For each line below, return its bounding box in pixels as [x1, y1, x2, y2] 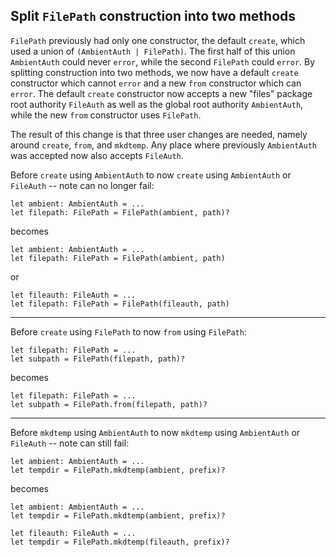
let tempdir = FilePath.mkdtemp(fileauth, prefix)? [10, 537, 230, 547]
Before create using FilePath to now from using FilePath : [10, 325, 247, 338]
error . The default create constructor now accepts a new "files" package [10, 87, 313, 99]
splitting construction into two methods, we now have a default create [10, 66, 299, 78]
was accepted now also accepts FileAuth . [10, 149, 184, 161]
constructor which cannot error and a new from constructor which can [10, 77, 302, 89]
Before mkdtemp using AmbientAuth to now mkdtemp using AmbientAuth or [10, 426, 301, 438]
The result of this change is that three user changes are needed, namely [10, 128, 308, 140]
